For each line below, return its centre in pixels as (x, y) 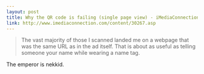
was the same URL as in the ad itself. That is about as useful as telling (108, 46)
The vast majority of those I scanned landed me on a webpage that (105, 40)
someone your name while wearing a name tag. (80, 53)
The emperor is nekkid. (35, 64)
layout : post (23, 12)
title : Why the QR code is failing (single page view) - (80, 17)
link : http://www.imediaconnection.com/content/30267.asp (81, 23)
